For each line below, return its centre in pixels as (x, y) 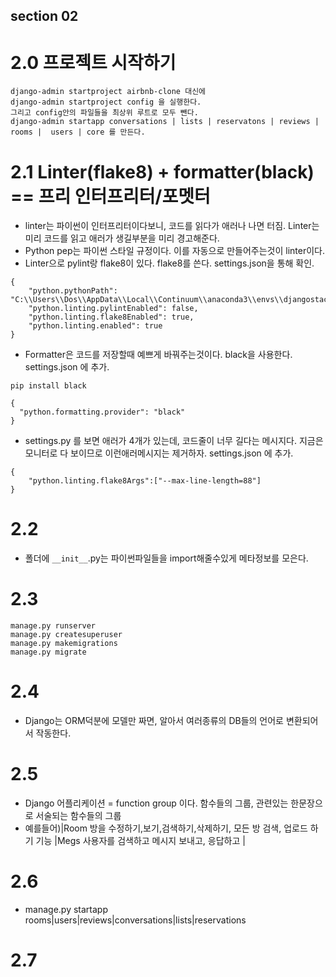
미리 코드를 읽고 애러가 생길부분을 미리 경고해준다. (122, 238)
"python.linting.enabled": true (95, 326)
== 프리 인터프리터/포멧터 (110, 196)
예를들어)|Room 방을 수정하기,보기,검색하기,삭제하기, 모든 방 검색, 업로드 (166, 828)
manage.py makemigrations (64, 644)
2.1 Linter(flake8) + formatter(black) (162, 171)
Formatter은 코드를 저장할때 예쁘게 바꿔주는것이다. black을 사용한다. (158, 355)
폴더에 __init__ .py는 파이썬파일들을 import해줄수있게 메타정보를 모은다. (166, 558)
